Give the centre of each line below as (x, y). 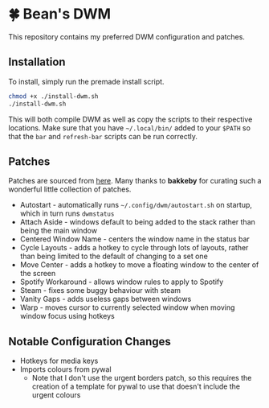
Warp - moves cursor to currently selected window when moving (127, 307)
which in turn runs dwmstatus (67, 213)
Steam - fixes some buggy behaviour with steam (100, 291)
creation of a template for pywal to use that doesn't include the (136, 386)
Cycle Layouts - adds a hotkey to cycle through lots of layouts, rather (134, 248)
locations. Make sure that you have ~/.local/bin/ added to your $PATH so (130, 128)
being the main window (59, 231)
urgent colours (56, 395)
